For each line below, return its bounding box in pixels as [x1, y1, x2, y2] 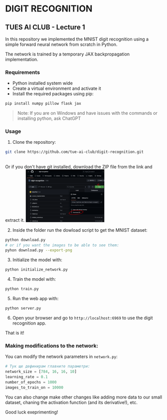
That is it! [5, 330, 24, 336]
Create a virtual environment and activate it [12, 85, 101, 91]
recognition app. [12, 320, 46, 326]
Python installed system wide [12, 80, 73, 86]
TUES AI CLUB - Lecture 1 [5, 23, 85, 31]
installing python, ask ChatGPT [17, 115, 81, 121]
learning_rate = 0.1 [5, 374, 48, 380]
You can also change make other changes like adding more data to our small [5, 394, 163, 400]
